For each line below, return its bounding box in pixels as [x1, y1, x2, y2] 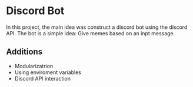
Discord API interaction [14, 75, 71, 82]
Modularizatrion [14, 62, 54, 69]
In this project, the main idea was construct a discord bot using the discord [6, 24, 188, 31]
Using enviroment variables [14, 69, 81, 76]
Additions [6, 47, 43, 57]
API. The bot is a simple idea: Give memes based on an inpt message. [6, 29, 175, 36]
